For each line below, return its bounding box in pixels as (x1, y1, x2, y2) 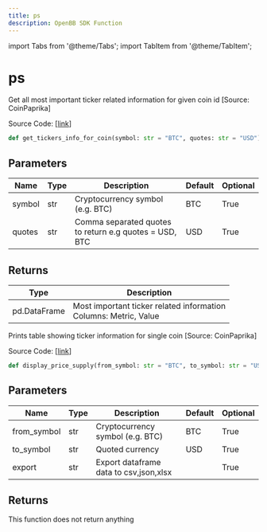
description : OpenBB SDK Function (8, 19, 123, 27)
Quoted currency (95, 444, 160, 455)
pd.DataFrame (12, 305, 66, 316)
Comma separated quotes (74, 217, 172, 228)
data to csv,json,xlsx (95, 467, 172, 478)
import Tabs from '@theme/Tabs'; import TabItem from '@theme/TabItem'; (8, 41, 253, 50)
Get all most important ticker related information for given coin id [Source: (8, 95, 250, 104)
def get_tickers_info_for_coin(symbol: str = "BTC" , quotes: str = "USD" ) (8, 135, 261, 143)
